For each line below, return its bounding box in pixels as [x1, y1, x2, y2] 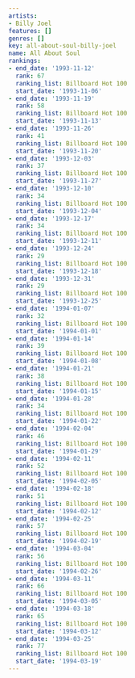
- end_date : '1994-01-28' [8, 395, 95, 403]
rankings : [8, 57, 42, 65]
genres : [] [8, 34, 45, 43]
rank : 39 [15, 342, 45, 350]
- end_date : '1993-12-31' [8, 274, 95, 282]
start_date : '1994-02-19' [15, 538, 103, 546]
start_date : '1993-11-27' [15, 177, 103, 186]
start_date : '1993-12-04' [15, 207, 103, 215]
